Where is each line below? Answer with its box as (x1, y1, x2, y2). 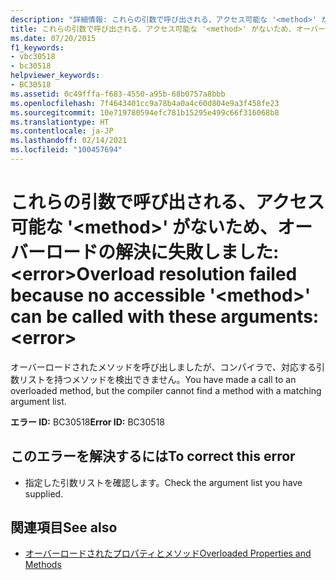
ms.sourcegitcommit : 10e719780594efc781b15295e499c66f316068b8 (10, 107, 280, 118)
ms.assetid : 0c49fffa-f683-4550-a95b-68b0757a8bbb (10, 89, 226, 99)
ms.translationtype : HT (10, 117, 110, 127)
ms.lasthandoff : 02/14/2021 (10, 136, 128, 146)
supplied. (24, 487, 64, 500)
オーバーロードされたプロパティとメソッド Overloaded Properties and (24, 547, 312, 560)
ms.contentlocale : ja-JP (10, 126, 114, 136)
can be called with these (10, 306, 217, 328)
